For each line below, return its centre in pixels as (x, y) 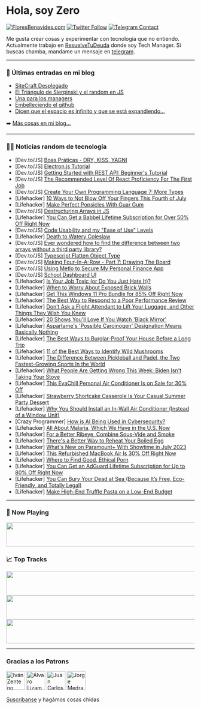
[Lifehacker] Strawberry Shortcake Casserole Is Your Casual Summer (100, 396)
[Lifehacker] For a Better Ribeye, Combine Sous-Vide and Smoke (95, 434)
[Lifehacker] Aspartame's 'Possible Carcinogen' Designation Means (98, 325)
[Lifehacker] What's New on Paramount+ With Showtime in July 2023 (100, 447)
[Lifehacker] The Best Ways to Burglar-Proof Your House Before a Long (103, 338)
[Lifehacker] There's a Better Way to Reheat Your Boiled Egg (89, 440)
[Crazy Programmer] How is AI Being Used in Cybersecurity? (90, 421)
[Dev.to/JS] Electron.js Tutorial (52, 166)
